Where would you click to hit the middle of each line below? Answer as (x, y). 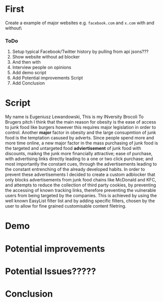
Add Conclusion (29, 83)
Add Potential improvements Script (48, 78)
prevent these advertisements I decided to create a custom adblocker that (80, 174)
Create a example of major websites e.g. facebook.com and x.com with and (80, 23)
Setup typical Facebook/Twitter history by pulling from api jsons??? (80, 52)
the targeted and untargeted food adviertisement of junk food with (73, 148)
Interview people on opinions (42, 67)
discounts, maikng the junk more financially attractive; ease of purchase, (79, 154)
